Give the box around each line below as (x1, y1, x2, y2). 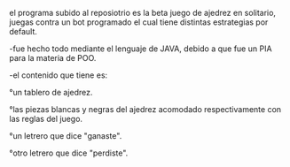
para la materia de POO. (9, 53, 97, 63)
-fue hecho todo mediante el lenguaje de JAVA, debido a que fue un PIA (9, 43, 272, 54)
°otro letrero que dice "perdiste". (9, 148, 129, 158)
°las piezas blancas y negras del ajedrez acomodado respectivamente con (9, 104, 282, 114)
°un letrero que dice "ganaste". (9, 131, 122, 140)
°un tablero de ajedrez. (9, 87, 93, 97)
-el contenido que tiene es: (9, 70, 108, 80)
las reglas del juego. (9, 114, 82, 124)
